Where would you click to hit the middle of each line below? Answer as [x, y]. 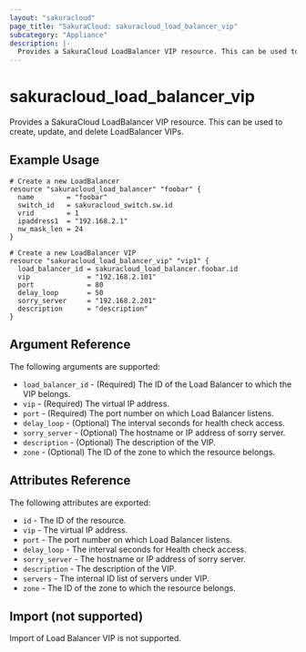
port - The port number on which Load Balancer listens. [127, 539]
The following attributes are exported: [80, 503]
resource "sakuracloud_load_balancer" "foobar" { [106, 189]
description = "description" [83, 309]
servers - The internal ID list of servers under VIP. [116, 578]
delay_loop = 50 [61, 292]
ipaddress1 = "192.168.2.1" [73, 221]
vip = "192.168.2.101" [87, 277]
